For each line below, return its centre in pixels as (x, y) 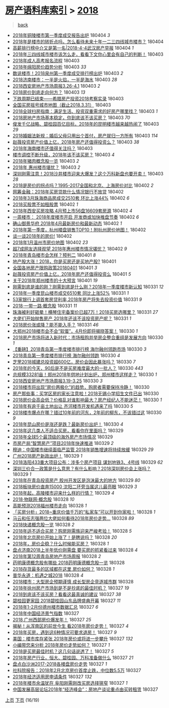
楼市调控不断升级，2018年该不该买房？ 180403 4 (64, 155)
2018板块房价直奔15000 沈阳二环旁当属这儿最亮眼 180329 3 (75, 487)
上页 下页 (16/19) (22, 700)
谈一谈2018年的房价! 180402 (42, 236)
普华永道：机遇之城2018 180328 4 (48, 575)
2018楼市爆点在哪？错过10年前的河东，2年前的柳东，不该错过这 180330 (87, 412)
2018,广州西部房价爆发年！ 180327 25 (52, 619)
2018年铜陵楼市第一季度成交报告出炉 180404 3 (61, 35)
